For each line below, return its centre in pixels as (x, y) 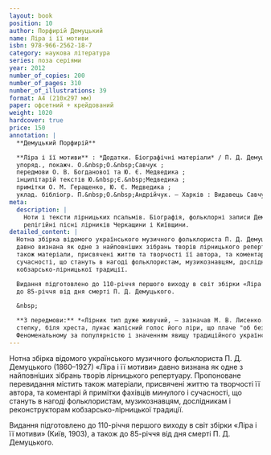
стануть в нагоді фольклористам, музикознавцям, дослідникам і (120, 401)
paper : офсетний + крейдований (62, 105)
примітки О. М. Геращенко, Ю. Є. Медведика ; (94, 187)
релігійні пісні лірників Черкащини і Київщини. (107, 225)
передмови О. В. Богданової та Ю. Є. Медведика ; (101, 172)
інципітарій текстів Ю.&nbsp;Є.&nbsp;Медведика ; (101, 180)
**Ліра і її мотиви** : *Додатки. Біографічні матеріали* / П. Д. (130, 158)
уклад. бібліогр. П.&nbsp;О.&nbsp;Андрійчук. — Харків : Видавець (130, 195)
